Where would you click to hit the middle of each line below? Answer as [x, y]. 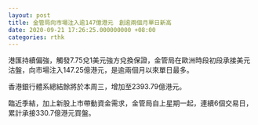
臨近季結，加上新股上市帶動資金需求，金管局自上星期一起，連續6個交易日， [131, 103]
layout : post [29, 15]
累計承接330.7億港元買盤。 [52, 113]
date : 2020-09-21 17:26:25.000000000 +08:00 [82, 30]
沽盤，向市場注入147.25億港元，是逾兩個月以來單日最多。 [101, 70]
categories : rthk [36, 37]
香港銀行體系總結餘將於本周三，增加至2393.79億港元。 [97, 87]
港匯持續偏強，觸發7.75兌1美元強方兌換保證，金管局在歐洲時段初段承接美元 [129, 60]
